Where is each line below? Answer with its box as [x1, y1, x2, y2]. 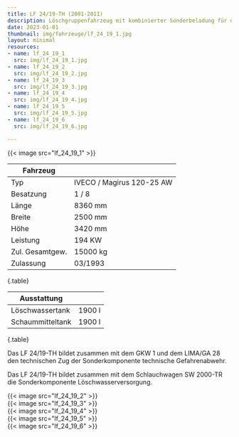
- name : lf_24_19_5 [7, 103, 65, 110]
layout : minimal [7, 37, 55, 44]
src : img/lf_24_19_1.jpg [14, 57, 87, 64]
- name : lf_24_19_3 [7, 76, 65, 84]
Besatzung [11, 189, 48, 199]
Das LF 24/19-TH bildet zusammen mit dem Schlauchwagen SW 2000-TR [7, 370, 223, 379]
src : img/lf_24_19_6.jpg [14, 122, 87, 130]
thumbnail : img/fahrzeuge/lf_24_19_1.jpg [7, 30, 132, 38]
